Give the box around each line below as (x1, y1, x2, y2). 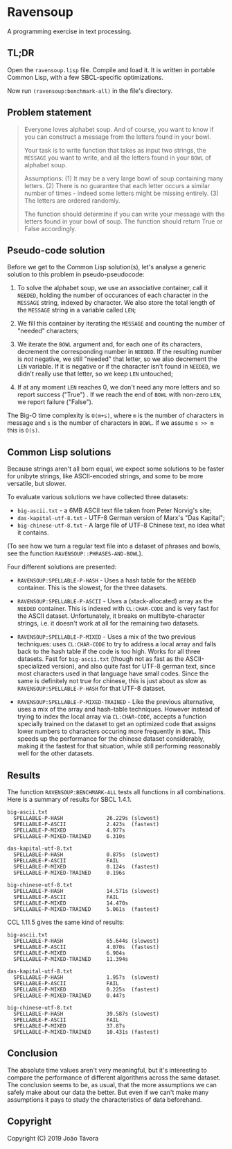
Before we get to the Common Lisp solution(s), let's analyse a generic (7, 263, 206, 271)
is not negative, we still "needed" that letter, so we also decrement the (17, 355, 218, 363)
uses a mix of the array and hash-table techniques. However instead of (17, 705, 220, 714)
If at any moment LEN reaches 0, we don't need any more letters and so (17, 383, 220, 392)
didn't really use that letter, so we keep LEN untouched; (17, 369, 173, 378)
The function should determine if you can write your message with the (24, 210, 225, 218)
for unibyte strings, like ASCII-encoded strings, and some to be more (7, 472, 204, 480)
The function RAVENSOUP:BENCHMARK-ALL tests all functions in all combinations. (7, 788, 226, 796)
